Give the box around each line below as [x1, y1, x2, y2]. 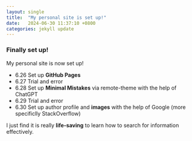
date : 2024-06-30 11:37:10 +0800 [6, 20, 96, 26]
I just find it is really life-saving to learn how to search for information [6, 122, 179, 129]
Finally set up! [6, 46, 49, 54]
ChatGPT [14, 90, 38, 97]
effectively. [6, 128, 34, 135]
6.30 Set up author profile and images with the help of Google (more [14, 103, 186, 111]
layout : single [6, 8, 45, 15]
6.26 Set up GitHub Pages [14, 71, 81, 79]
